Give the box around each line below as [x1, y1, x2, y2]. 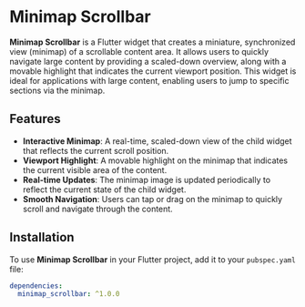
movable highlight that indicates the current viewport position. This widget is [9, 66, 297, 77]
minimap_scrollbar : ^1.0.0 [17, 290, 120, 299]
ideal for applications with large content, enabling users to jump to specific [9, 75, 290, 86]
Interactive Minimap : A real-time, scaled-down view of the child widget [22, 135, 293, 147]
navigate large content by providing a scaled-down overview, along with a [9, 56, 287, 67]
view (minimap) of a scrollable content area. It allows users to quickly [9, 46, 269, 56]
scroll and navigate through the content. [22, 203, 173, 214]
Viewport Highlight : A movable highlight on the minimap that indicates [22, 155, 289, 166]
